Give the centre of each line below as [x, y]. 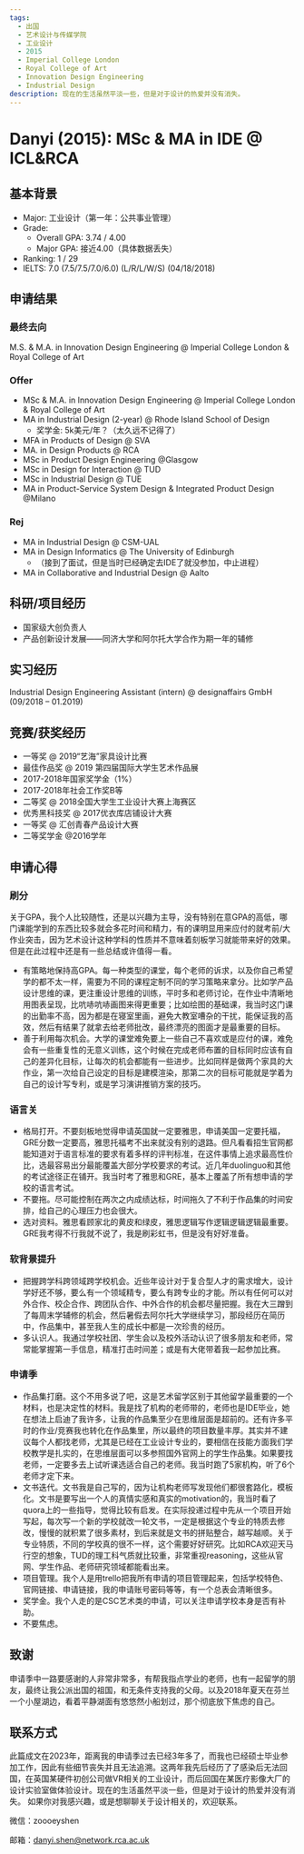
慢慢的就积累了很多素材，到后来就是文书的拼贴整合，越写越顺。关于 [166, 1532]
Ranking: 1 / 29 [50, 258]
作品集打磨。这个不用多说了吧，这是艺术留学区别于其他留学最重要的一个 [157, 1396]
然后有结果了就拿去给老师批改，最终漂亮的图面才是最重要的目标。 [162, 1027]
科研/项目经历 [48, 604]
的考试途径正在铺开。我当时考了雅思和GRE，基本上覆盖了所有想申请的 [154, 1177]
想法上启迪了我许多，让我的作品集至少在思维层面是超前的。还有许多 [158, 1419]
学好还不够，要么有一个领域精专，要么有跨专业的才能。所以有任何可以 [154, 1292]
